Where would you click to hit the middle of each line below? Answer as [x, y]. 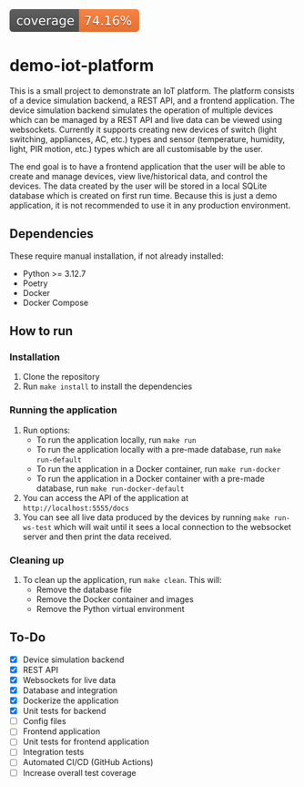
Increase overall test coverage [79, 772]
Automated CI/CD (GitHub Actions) [88, 762]
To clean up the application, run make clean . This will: [122, 580]
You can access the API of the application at [106, 497]
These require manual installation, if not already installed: [117, 256]
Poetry [35, 283]
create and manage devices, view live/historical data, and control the [139, 176]
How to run [41, 331]
